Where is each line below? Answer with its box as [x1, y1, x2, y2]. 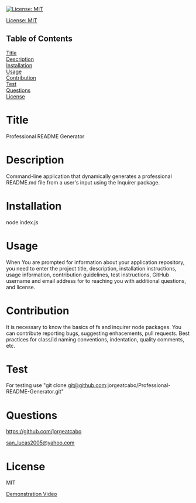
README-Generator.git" [6, 388, 64, 395]
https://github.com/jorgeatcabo [6, 428, 82, 435]
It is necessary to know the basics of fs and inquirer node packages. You [6, 323, 181, 330]
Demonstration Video [6, 491, 57, 498]
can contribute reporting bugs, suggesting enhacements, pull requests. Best [6, 330, 190, 337]
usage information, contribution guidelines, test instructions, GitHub [6, 271, 170, 278]
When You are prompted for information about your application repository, [6, 258, 185, 266]
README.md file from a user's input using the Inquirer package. [6, 179, 160, 186]
